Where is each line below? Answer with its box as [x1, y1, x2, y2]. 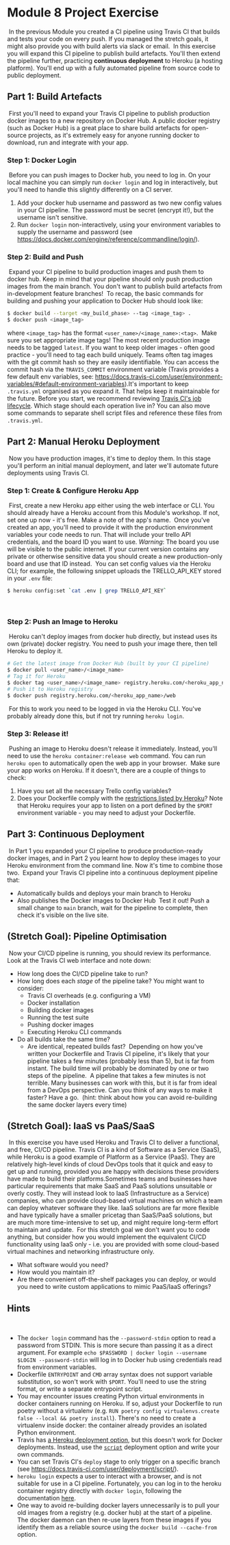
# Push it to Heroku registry [7, 686, 94, 692]
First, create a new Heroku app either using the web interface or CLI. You [8, 501, 215, 510]
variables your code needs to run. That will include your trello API [7, 531, 192, 539]
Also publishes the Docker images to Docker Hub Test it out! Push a [16, 896, 210, 905]
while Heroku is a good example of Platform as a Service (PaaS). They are [7, 1153, 216, 1161]
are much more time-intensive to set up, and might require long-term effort [7, 1218, 218, 1227]
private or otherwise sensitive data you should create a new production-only [7, 553, 222, 561]
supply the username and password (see [16, 228, 133, 236]
